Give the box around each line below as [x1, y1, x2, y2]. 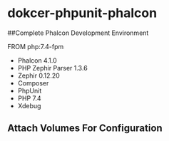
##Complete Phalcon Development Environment [7, 28, 149, 37]
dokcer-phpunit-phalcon [7, 5, 158, 21]
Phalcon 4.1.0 [17, 56, 57, 65]
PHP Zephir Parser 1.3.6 [17, 63, 88, 72]
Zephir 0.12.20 [17, 71, 61, 80]
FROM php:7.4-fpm [7, 42, 64, 51]
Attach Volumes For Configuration [7, 122, 163, 135]
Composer [17, 78, 49, 87]
